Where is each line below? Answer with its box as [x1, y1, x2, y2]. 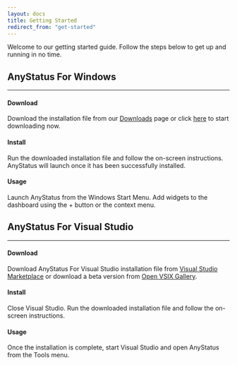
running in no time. [7, 50, 62, 59]
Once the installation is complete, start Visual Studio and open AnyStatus [7, 343, 220, 352]
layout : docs [7, 10, 46, 18]
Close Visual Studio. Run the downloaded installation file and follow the [7, 304, 214, 313]
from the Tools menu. [7, 351, 70, 359]
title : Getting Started [7, 17, 78, 24]
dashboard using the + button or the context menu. [7, 201, 157, 209]
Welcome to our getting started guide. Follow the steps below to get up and [7, 43, 227, 52]
